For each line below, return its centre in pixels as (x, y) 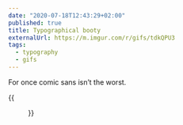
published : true (35, 23)
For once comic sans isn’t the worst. (67, 82)
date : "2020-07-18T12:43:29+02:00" (67, 15)
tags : (17, 45)
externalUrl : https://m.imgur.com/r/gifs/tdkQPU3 (92, 38)
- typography (37, 52)
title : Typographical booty (55, 30)
